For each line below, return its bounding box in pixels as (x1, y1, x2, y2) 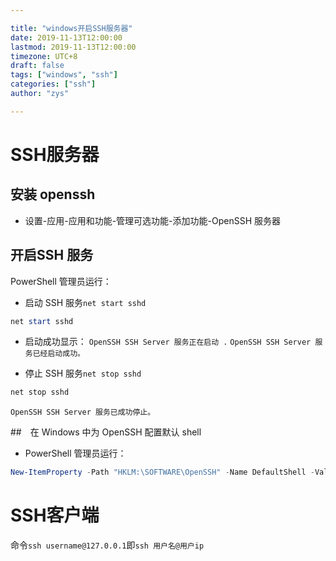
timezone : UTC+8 (10, 51, 78, 61)
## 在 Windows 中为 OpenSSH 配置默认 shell (10, 426, 202, 438)
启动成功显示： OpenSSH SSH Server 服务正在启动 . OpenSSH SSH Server (24, 336, 312, 348)
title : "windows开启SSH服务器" (10, 23, 133, 33)
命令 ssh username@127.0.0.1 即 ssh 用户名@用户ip (10, 539, 205, 551)
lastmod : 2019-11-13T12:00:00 (10, 42, 137, 52)
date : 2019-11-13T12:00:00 (10, 32, 123, 43)
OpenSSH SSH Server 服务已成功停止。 (10, 407, 156, 418)
